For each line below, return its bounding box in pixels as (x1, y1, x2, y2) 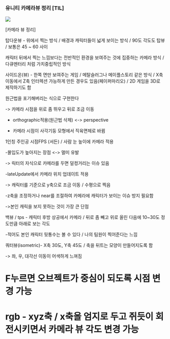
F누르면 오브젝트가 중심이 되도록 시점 (5, 273, 151, 285)
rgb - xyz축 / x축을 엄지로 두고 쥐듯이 (5, 310, 154, 322)
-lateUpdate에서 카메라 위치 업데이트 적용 (5, 171, 89, 177)
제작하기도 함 (5, 84, 32, 91)
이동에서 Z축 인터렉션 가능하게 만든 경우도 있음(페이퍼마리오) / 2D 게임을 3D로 (5, 78, 161, 84)
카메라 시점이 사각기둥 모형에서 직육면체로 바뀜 (12, 128, 105, 134)
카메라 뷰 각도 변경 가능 (48, 323, 139, 335)
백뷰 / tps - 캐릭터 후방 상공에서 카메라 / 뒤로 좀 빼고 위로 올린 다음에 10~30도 (5, 214, 160, 220)
